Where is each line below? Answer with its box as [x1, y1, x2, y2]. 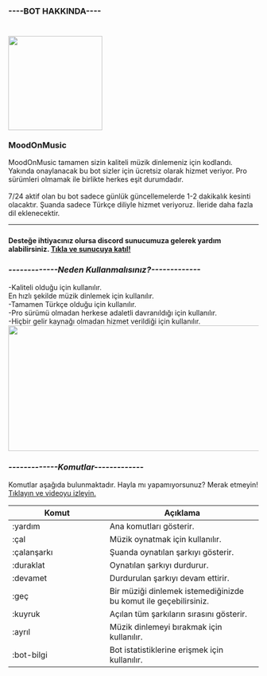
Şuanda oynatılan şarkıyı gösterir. [110, 546, 234, 557]
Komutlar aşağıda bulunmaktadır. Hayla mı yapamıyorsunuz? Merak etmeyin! [8, 480, 258, 489]
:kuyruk [12, 608, 41, 619]
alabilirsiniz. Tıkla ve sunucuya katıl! [8, 245, 131, 254]
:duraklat [12, 560, 45, 571]
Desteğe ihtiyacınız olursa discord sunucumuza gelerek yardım [8, 236, 222, 246]
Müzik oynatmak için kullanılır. [110, 533, 222, 544]
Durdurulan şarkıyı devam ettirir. [110, 572, 230, 584]
